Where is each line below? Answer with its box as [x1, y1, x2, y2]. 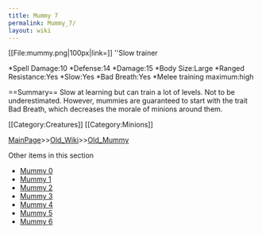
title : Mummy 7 [8, 11, 59, 20]
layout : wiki [8, 26, 52, 34]
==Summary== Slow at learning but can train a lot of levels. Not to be [8, 88, 236, 97]
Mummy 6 [19, 216, 53, 227]
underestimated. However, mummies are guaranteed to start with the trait [8, 96, 249, 106]
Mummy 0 [19, 166, 53, 176]
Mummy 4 [19, 200, 53, 209]
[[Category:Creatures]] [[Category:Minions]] [8, 120, 153, 130]
